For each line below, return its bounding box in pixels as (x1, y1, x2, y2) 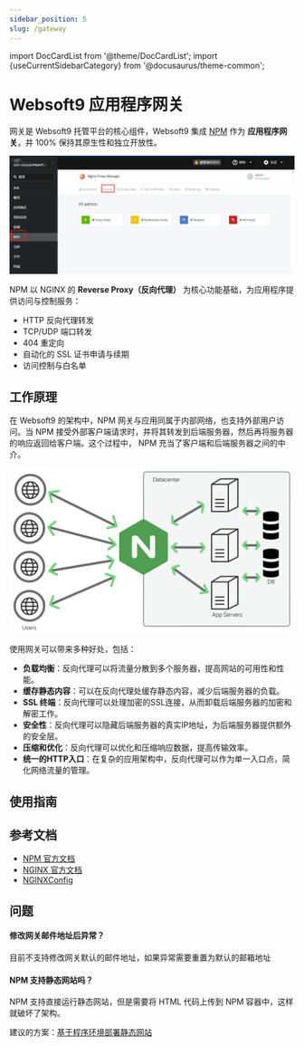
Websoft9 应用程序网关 (9, 94, 184, 115)
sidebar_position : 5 (9, 14, 88, 24)
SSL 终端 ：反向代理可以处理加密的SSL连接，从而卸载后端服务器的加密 (22, 697, 285, 708)
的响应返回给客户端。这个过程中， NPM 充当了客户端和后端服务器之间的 (9, 437, 279, 448)
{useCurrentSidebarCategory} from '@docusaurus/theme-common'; (9, 60, 265, 71)
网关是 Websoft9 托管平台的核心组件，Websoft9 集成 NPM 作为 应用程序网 (9, 126, 288, 137)
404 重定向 (22, 338, 65, 349)
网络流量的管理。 (30, 765, 95, 776)
